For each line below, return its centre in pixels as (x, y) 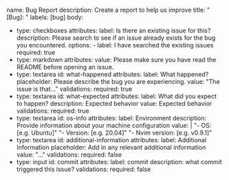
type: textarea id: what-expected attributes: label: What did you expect (117, 96)
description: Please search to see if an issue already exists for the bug (116, 38)
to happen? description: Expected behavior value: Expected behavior (114, 103)
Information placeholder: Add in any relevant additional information (111, 147)
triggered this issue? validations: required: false (84, 169)
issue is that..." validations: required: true (74, 89)
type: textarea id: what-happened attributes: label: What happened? (112, 74)
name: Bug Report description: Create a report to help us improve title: (106, 10)
